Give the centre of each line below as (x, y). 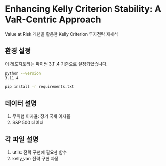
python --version (23, 73)
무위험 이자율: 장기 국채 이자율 (41, 116)
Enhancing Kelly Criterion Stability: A (83, 9)
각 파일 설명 (22, 139)
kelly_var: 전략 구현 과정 (35, 158)
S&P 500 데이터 (28, 123)
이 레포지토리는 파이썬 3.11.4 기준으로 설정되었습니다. (56, 64)
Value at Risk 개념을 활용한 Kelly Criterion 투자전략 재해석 (62, 34)
